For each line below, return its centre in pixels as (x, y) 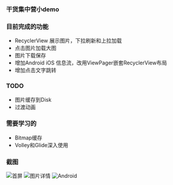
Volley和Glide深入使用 (41, 145)
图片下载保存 (30, 56)
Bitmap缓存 (28, 138)
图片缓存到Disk (33, 99)
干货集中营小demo (33, 9)
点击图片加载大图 (35, 48)
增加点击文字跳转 (35, 70)
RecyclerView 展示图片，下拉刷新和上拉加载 (68, 41)
